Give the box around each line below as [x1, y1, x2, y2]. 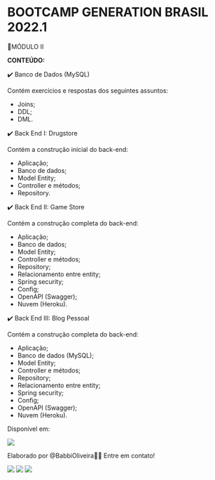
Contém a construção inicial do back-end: [7, 145, 128, 153]
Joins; [17, 100, 36, 108]
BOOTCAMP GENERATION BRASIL [7, 4, 209, 20]
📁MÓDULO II [7, 42, 44, 51]
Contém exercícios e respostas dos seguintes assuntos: [7, 86, 169, 95]
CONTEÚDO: [7, 56, 46, 64]
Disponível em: [7, 424, 50, 433]
